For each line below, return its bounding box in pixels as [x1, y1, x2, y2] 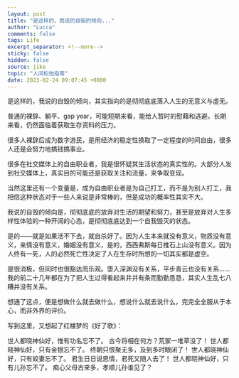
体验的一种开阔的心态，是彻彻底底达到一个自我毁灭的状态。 [19, 217, 194, 225]
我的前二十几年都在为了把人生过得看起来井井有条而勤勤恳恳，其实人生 [7, 274, 213, 282]
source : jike [7, 63, 46, 70]
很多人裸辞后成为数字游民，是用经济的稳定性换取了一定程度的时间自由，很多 [7, 136, 232, 144]
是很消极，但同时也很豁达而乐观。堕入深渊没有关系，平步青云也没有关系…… [7, 264, 230, 274]
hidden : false [7, 57, 50, 64]
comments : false [7, 30, 55, 38]
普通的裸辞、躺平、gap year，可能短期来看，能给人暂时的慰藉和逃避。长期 [7, 112, 226, 121]
